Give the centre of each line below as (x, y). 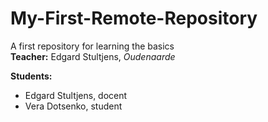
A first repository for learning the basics (92, 46)
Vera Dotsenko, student (73, 106)
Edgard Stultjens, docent (76, 95)
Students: (31, 76)
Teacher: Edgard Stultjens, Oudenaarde (93, 56)
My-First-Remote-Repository (134, 18)
